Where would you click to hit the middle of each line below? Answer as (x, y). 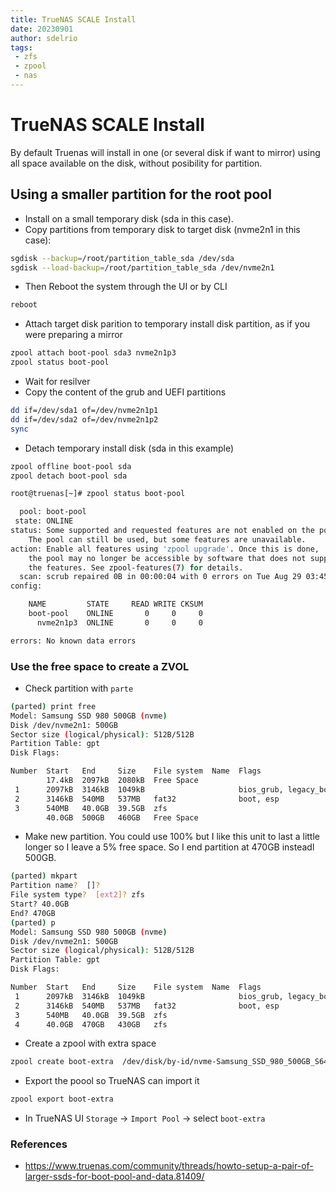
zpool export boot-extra (62, 1099)
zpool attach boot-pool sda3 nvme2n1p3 (93, 353)
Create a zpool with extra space (90, 1043)
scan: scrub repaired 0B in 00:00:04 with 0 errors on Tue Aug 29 (160, 577)
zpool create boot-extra (62, 1062)
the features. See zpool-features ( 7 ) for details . (136, 567)
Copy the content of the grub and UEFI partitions (125, 392)
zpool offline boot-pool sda (71, 466)
